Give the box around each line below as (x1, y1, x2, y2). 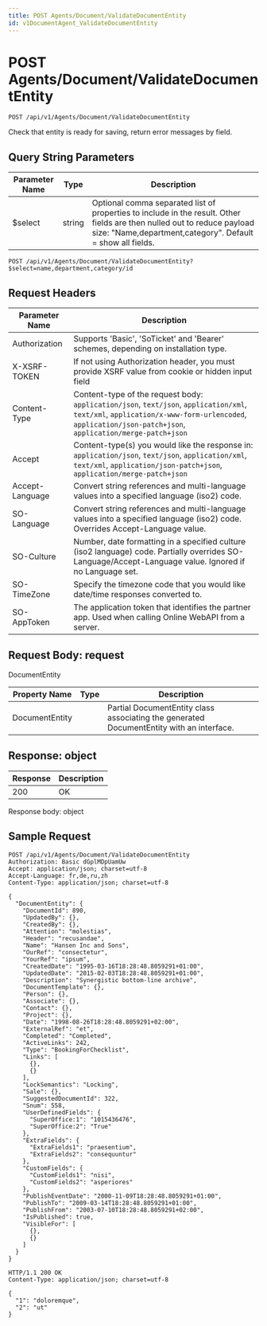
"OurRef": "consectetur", (22, 948, 109, 956)
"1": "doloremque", (15, 1297, 80, 1305)
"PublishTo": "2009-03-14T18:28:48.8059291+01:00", (22, 1199, 197, 1207)
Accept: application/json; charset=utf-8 (8, 864, 148, 872)
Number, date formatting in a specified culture (73, 536, 246, 548)
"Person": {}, (22, 990, 69, 998)
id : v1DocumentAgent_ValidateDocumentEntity (8, 19, 158, 27)
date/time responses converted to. (73, 589, 203, 600)
